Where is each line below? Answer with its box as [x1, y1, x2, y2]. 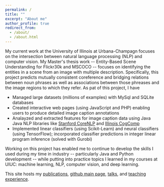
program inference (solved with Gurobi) [12, 136, 92, 142]
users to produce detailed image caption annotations [12, 110, 119, 116]
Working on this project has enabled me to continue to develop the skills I [5, 146, 154, 152]
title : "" [5, 12, 26, 17]
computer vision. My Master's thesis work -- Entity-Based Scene [5, 59, 137, 64]
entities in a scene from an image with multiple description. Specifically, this [5, 69, 159, 75]
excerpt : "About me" [5, 16, 48, 21]
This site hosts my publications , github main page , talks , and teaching [5, 171, 146, 177]
